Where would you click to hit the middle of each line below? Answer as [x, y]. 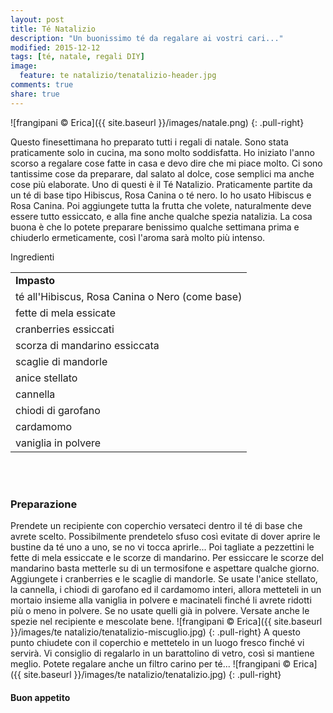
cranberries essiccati [65, 329]
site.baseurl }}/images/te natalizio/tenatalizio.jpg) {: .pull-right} [152, 674]
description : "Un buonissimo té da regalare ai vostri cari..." [147, 38]
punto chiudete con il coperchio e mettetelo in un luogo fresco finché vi [157, 642]
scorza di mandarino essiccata [87, 345]
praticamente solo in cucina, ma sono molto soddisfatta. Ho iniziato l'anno [162, 152]
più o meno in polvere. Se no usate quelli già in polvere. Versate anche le [160, 610]
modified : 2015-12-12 [55, 47]
